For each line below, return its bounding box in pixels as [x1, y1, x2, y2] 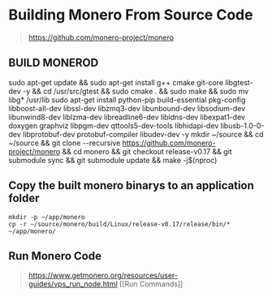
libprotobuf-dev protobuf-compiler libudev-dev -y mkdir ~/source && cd [23, 129, 264, 139]
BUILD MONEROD [8, 56, 99, 70]
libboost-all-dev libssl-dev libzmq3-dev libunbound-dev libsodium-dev [8, 103, 246, 113]
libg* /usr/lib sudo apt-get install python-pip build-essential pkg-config [8, 95, 246, 105]
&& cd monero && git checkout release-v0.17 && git [62, 146, 233, 156]
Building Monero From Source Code [8, 6, 253, 24]
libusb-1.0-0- [220, 120, 265, 131]
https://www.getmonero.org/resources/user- [28, 270, 179, 281]
